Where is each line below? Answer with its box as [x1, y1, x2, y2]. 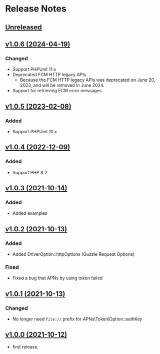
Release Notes [5, 3, 66, 15]
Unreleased [5, 23, 42, 32]
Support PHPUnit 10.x [12, 128, 57, 134]
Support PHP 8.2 [12, 169, 47, 175]
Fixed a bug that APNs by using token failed [12, 275, 103, 281]
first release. [12, 343, 38, 349]
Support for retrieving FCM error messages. [12, 88, 103, 94]
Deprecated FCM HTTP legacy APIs [12, 72, 86, 78]
